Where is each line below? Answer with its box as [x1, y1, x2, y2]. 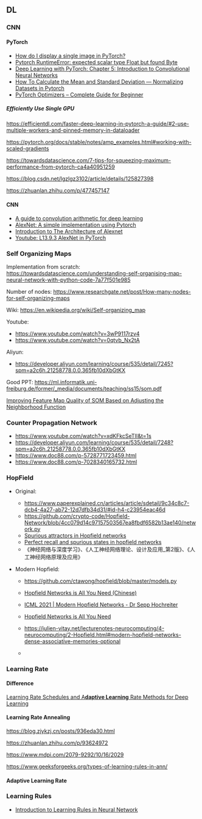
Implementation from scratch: [6, 263, 81, 271]
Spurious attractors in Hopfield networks [24, 531, 127, 539]
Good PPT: [6, 378, 33, 385]
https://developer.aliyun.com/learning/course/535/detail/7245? [15, 360, 173, 367]
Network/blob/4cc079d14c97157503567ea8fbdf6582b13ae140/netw [24, 519, 197, 526]
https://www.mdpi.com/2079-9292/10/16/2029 [6, 751, 124, 758]
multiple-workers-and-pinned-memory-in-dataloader [6, 126, 140, 134]
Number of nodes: [6, 288, 52, 295]
